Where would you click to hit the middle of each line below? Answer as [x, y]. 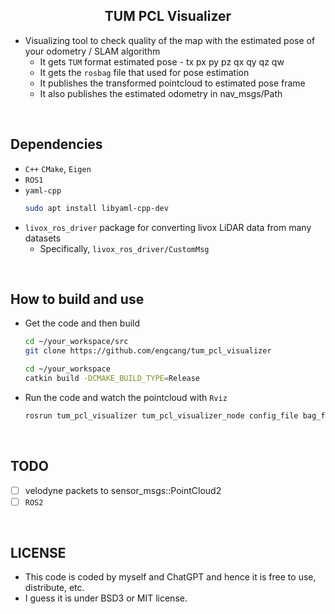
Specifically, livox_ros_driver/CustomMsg [124, 248]
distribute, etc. [54, 588]
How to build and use [77, 299]
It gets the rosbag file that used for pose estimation [144, 72]
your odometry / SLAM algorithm [92, 51]
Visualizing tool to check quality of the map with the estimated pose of [170, 40]
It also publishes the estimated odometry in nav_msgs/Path [161, 93]
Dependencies [56, 144]
